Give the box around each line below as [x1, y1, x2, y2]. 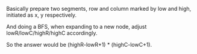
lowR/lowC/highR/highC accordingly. [6, 29, 98, 37]
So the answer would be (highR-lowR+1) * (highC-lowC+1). [6, 41, 152, 48]
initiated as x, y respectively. [6, 11, 77, 19]
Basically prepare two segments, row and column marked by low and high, [6, 5, 192, 12]
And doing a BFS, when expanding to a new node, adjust [6, 23, 147, 30]
